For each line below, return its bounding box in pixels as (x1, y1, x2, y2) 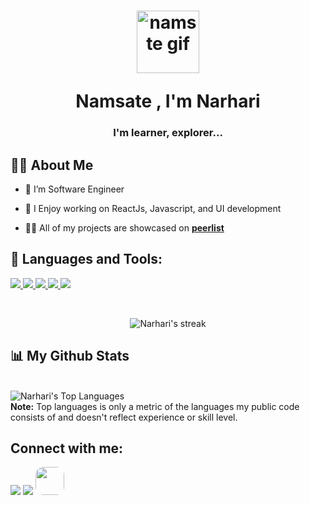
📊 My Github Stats (10, 348, 130, 365)
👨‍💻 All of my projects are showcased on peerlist (24, 221, 225, 234)
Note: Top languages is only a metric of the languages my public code (10, 400, 300, 412)
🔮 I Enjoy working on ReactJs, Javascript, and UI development (24, 202, 282, 214)
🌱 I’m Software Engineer (24, 183, 125, 195)
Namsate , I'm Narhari (75, 90, 261, 113)
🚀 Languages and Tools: (10, 251, 163, 268)
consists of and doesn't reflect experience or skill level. (10, 411, 238, 423)
